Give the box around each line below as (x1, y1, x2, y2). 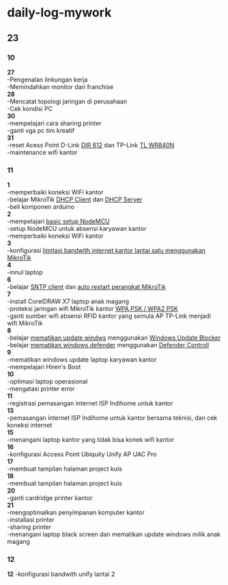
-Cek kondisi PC (7, 104, 53, 112)
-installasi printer (7, 516, 55, 524)
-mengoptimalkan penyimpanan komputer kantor (7, 508, 145, 516)
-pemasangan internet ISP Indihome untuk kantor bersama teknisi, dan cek (7, 414, 218, 422)
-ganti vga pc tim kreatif (7, 126, 75, 134)
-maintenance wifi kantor (7, 148, 78, 156)
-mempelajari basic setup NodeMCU (7, 217, 111, 225)
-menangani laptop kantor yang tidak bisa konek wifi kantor (7, 436, 175, 444)
